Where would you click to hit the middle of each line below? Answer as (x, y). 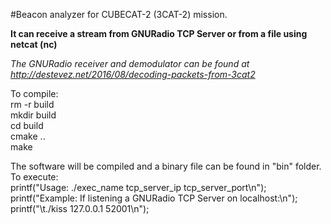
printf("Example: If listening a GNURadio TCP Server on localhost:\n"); (154, 198)
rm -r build (32, 104)
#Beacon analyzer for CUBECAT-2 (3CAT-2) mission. (119, 14)
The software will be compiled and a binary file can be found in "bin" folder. (166, 166)
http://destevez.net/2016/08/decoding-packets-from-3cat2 (133, 74)
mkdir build (33, 115)
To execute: (34, 177)
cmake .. (28, 136)
